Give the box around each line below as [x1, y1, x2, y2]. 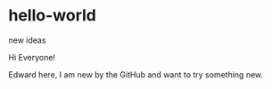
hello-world [8, 5, 97, 26]
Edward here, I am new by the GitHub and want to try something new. [8, 69, 264, 80]
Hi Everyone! [8, 52, 55, 62]
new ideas [8, 35, 46, 45]
